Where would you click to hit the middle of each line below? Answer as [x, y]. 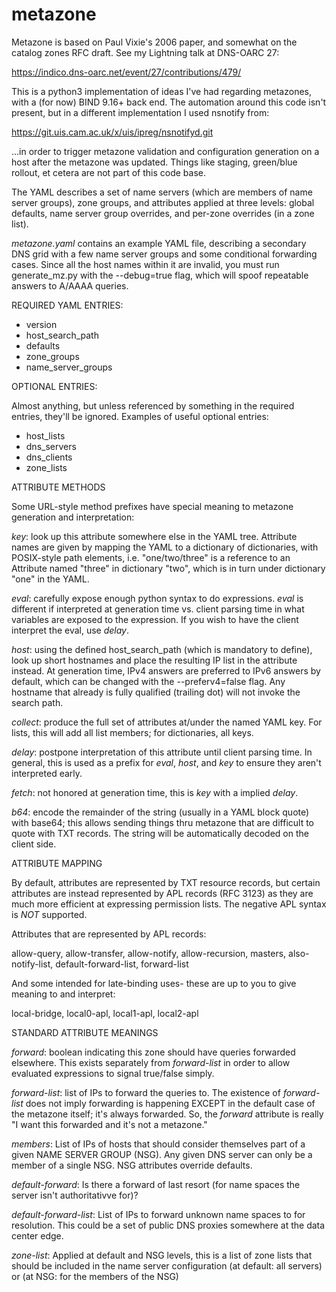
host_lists [45, 435]
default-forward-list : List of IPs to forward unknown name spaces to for [158, 1214]
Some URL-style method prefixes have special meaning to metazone [152, 506]
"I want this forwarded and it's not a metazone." [109, 1124]
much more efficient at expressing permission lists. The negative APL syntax [169, 904]
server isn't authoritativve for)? [75, 1195]
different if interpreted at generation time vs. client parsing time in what [158, 609]
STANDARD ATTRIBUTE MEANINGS [85, 1032]
